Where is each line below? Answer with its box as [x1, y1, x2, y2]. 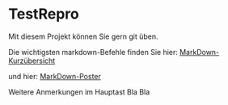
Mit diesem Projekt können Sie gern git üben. [8, 31, 158, 41]
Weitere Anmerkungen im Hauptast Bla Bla [8, 86, 150, 97]
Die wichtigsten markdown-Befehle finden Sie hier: [8, 47, 178, 57]
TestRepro [8, 5, 79, 23]
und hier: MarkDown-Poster [8, 71, 101, 81]
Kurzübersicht [8, 56, 56, 65]
